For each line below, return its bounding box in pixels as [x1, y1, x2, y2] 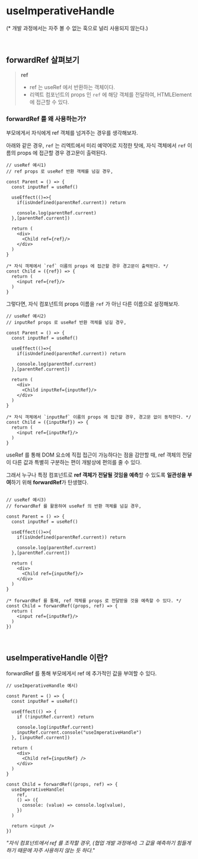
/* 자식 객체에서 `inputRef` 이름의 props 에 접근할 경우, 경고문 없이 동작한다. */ [6, 414, 191, 420]
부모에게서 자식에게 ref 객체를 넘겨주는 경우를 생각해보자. [6, 129, 138, 137]
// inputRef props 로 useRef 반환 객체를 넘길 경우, [6, 319, 127, 326]
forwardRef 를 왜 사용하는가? [6, 115, 87, 123]
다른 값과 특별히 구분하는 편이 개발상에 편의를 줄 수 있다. [12, 459, 142, 466]
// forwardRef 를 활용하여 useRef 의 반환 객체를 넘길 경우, [6, 503, 142, 509]
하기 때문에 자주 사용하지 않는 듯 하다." [6, 847, 95, 854]
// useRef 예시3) [6, 497, 46, 503]
